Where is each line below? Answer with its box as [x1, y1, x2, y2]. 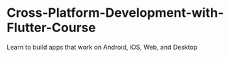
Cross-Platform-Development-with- [6, 5, 224, 21]
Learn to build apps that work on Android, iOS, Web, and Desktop [6, 43, 198, 51]
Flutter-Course [6, 20, 97, 36]
